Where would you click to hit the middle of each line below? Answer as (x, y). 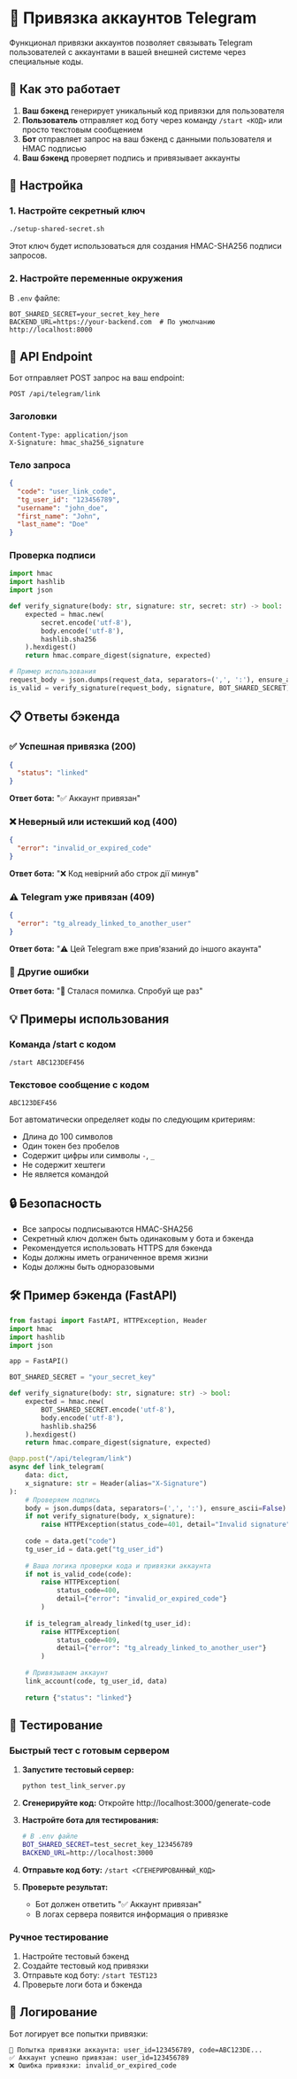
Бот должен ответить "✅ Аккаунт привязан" (118, 1904)
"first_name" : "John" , (59, 516)
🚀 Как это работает (65, 89)
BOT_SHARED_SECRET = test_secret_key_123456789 (107, 1844)
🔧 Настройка (46, 186)
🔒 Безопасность (56, 1203)
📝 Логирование (53, 2012)
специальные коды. (46, 61)
